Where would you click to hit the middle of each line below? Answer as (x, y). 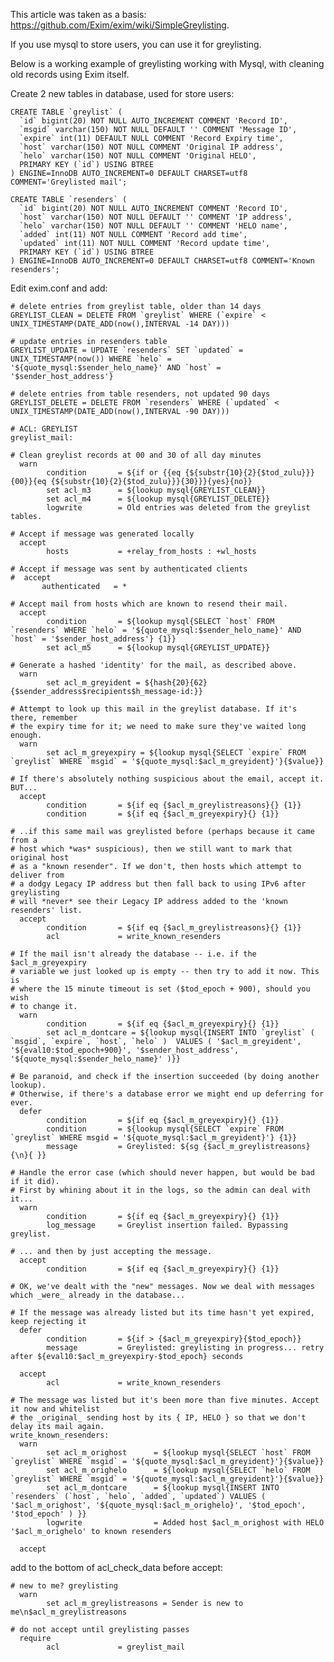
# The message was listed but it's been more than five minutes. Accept (165, 1400)
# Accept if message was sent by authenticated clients (129, 569)
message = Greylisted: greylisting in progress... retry (185, 1348)
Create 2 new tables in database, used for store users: (122, 93)
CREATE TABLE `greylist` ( (66, 112)
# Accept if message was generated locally (102, 534)
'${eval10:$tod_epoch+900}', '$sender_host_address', (125, 1050)
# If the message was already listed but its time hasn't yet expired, (162, 1313)
